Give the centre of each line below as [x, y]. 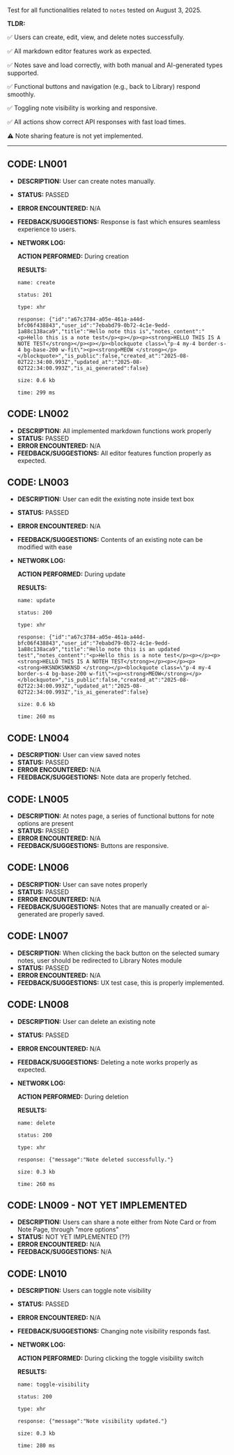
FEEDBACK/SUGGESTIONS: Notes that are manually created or [109, 907]
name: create [36, 282]
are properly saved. [77, 914]
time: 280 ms [36, 1446]
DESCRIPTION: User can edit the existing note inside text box [106, 499]
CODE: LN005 [38, 799]
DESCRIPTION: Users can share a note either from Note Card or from [117, 1222]
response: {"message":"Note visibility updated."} [92, 1421]
